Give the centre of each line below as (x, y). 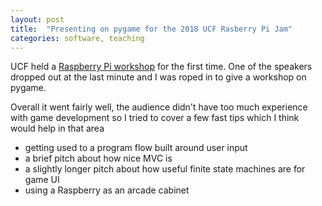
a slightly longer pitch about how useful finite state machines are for (165, 169)
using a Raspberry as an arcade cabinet (107, 190)
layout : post (37, 19)
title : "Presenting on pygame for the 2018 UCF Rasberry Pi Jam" (151, 29)
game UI (42, 180)
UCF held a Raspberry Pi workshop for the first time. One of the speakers (161, 67)
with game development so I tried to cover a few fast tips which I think (155, 118)
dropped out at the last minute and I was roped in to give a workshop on (158, 77)
